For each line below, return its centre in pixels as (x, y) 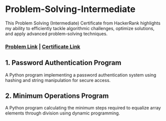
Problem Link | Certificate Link (43, 46)
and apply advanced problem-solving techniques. (56, 33)
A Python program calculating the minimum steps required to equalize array (83, 108)
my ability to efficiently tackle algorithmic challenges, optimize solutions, (80, 28)
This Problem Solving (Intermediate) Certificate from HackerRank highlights (83, 23)
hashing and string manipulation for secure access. (58, 80)
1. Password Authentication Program (63, 63)
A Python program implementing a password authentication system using (81, 75)
